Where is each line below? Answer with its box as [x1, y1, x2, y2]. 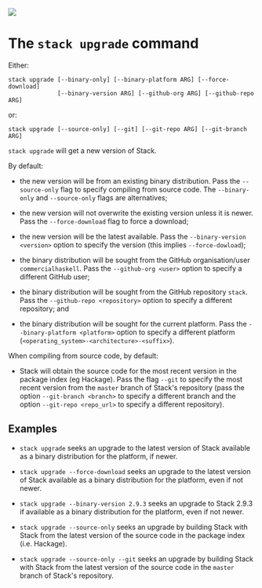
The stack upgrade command [8, 35, 199, 53]
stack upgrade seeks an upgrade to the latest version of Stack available [19, 443, 251, 452]
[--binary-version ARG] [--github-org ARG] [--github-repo [57, 89, 255, 97]
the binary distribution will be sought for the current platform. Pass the [19, 319, 247, 328]
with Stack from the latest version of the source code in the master [19, 562, 235, 572]
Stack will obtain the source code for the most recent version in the [19, 366, 237, 375]
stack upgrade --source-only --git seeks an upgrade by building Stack [19, 553, 253, 564]
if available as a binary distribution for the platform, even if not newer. [19, 506, 245, 517]
